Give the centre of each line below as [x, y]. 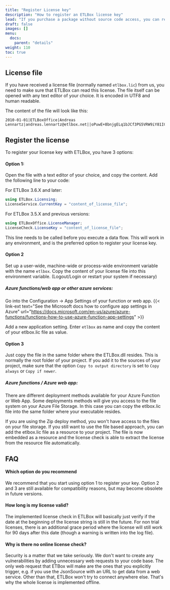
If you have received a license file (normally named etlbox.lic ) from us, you [85, 85]
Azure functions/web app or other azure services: [59, 288]
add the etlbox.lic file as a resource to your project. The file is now [74, 432]
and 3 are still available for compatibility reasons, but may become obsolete [84, 488]
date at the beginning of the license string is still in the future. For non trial [82, 522]
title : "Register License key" [38, 10]
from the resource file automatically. [43, 443]
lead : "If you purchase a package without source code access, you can [82, 19]
